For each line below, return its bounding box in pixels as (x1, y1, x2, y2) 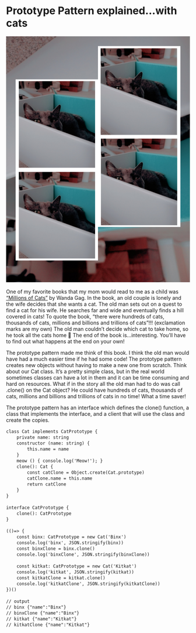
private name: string (16, 434, 69, 440)
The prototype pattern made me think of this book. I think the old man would (6, 349, 190, 356)
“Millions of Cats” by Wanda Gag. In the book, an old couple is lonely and (6, 294, 182, 301)
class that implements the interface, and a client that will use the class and (6, 410, 185, 417)
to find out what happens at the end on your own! (6, 338, 125, 345)
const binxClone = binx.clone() (16, 546, 95, 552)
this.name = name (27, 446, 69, 452)
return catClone (27, 481, 66, 487)
